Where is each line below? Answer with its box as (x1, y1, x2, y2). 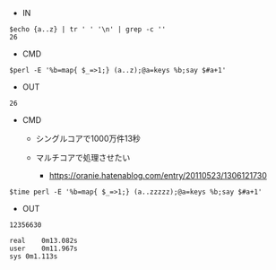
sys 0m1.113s (9, 252, 58, 261)
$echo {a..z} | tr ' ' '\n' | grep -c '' (9, 25, 167, 34)
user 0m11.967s (9, 244, 78, 253)
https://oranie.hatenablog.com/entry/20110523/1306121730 (48, 170, 267, 180)
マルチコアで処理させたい (35, 152, 131, 162)
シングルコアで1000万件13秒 (35, 134, 141, 144)
